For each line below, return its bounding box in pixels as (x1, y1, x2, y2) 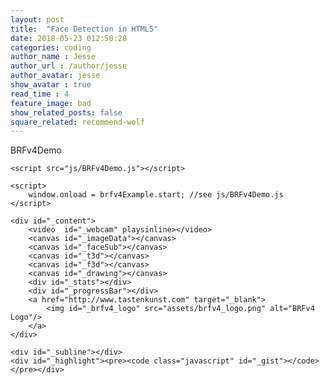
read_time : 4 (10, 89, 70, 99)
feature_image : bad (10, 98, 92, 108)
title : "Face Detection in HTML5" (10, 24, 159, 34)
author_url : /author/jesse (10, 61, 128, 71)
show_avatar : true (10, 80, 92, 90)
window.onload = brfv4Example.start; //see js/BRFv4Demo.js (28, 190, 284, 200)
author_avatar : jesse (10, 71, 101, 81)
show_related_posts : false (10, 107, 123, 118)
